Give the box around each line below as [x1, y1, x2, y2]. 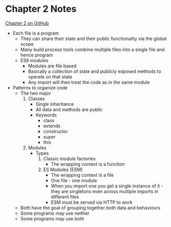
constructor [43, 128, 68, 134]
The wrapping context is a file [51, 172, 114, 178]
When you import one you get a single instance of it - [51, 183, 164, 189]
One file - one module [51, 177, 97, 183]
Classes [28, 96, 45, 102]
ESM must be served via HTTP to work [51, 199, 133, 205]
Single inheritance [35, 101, 74, 107]
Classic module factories [43, 155, 96, 162]
